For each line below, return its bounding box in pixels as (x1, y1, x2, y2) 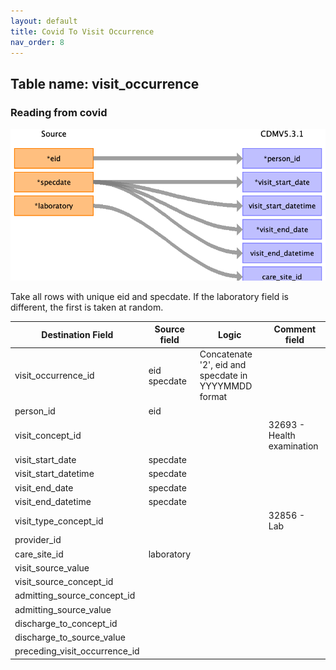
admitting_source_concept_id (14, 590, 136, 602)
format (199, 391, 228, 403)
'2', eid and (199, 359, 247, 371)
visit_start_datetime (14, 468, 95, 480)
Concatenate (199, 348, 253, 360)
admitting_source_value (14, 603, 112, 615)
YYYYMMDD (199, 380, 253, 392)
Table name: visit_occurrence (10, 75, 200, 92)
